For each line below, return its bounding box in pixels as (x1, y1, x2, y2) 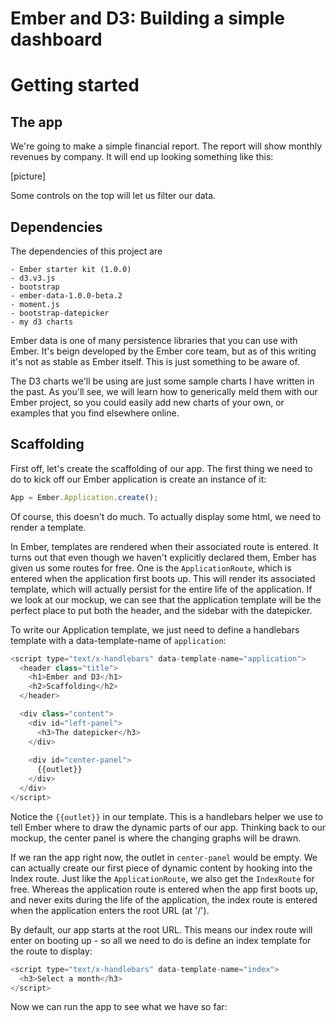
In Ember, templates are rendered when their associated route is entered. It (10, 540, 319, 552)
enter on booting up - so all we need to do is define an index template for (10, 934, 312, 946)
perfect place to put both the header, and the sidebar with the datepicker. (10, 604, 313, 616)
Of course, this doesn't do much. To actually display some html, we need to (10, 510, 322, 522)
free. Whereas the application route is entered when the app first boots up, (10, 883, 319, 895)
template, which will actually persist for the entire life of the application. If (10, 583, 313, 595)
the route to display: (10, 945, 93, 957)
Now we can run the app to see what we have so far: (10, 1001, 228, 1013)
